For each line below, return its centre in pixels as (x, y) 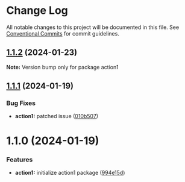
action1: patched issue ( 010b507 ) (56, 116)
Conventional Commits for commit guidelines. (63, 33)
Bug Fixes (21, 103)
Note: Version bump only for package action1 (62, 67)
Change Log (37, 11)
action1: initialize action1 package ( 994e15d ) (70, 172)
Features (20, 159)
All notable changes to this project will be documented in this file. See (93, 27)
